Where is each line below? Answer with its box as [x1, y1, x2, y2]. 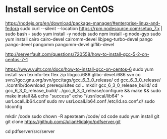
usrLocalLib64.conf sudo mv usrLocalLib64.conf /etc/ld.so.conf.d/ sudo [5, 98, 155, 104]
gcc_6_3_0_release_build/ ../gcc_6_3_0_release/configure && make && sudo [5, 87, 161, 93]
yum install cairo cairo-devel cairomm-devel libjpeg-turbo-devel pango [5, 36, 153, 42]
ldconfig [5, 103, 23, 109]
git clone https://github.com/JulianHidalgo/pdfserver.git [5, 118, 121, 124]
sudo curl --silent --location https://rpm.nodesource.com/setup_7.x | [20, 25, 162, 31]
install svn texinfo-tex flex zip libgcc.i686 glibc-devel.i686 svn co [5, 71, 141, 77]
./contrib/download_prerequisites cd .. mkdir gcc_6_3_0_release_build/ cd [5, 82, 158, 88]
